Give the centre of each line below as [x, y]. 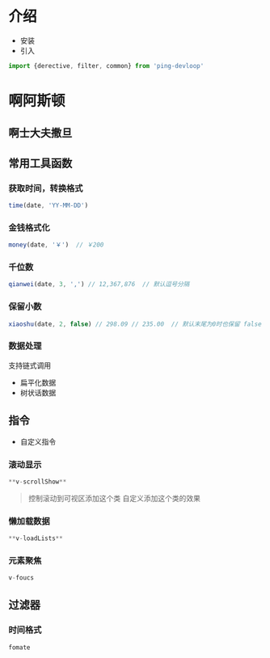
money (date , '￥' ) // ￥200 [56, 245]
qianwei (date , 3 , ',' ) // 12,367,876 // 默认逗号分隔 [99, 285]
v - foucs [21, 578]
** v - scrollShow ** [38, 482]
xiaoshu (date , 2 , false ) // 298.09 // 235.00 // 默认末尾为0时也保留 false [135, 324]
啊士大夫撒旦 [40, 133]
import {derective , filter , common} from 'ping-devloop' [106, 65]
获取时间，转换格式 [46, 188]
